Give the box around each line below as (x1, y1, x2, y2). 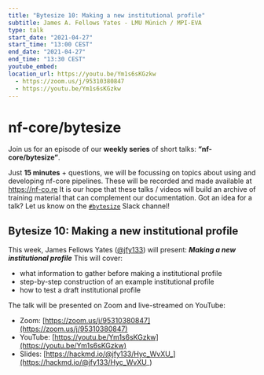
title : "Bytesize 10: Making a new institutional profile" (8, 11, 206, 20)
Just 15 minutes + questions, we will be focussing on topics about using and (8, 168, 256, 178)
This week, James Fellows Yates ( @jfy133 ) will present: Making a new (8, 245, 236, 255)
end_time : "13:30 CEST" (8, 56, 86, 64)
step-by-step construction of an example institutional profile (19, 277, 214, 287)
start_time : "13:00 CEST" (8, 41, 93, 49)
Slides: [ (19, 349, 46, 358)
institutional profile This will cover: (8, 253, 123, 263)
